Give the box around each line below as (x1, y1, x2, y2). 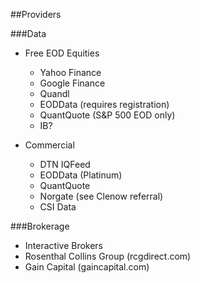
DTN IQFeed (39, 159, 91, 170)
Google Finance (39, 77, 106, 89)
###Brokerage (10, 220, 70, 232)
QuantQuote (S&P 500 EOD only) (39, 109, 176, 121)
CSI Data (39, 201, 77, 213)
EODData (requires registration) (39, 99, 170, 110)
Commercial (24, 139, 75, 151)
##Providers (10, 9, 62, 20)
